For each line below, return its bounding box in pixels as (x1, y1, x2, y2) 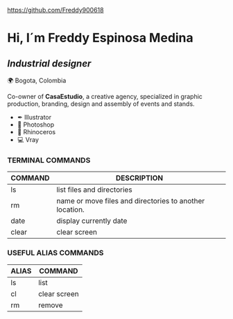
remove (37, 300, 64, 310)
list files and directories (56, 185, 133, 194)
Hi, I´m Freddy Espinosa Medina (7, 30, 194, 46)
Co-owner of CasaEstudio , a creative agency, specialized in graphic (7, 93, 203, 100)
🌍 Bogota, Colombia (7, 76, 67, 84)
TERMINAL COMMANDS (7, 155, 91, 165)
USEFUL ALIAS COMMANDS (7, 248, 104, 258)
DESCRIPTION (115, 173, 164, 183)
